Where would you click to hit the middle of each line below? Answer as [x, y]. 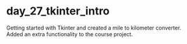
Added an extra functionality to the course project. [69, 34]
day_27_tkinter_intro [58, 11]
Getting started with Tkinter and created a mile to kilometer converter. [94, 28]
